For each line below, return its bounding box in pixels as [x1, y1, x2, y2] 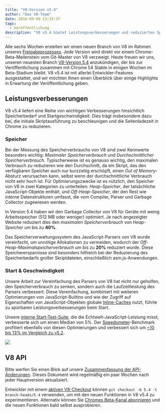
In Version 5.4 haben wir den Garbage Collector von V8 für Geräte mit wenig [5, 209, 160, 215]
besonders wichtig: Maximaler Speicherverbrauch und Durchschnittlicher [5, 152, 154, 158]
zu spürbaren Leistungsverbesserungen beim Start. [5, 305, 110, 310]
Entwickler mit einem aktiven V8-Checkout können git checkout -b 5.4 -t [5, 386, 157, 392]
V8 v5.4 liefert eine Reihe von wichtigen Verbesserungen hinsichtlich [5, 107, 145, 113]
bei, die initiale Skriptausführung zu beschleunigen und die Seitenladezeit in [5, 118, 159, 124]
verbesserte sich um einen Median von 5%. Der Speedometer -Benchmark [5, 319, 155, 325]
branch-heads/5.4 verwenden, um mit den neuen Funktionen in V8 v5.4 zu [5, 392, 155, 398]
